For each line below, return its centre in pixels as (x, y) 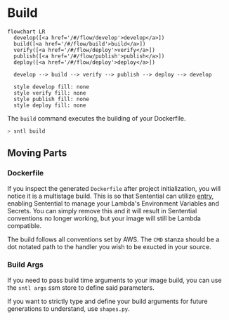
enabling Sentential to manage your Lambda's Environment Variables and (113, 203)
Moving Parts (37, 153)
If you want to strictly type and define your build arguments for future (108, 301)
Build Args (26, 265)
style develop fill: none (52, 87)
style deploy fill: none (50, 105)
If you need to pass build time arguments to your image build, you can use (115, 280)
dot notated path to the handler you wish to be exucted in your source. (109, 246)
